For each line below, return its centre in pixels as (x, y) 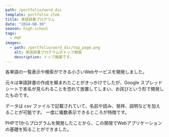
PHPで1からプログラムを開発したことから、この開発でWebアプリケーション (84, 123)
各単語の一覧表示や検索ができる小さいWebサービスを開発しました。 (76, 72)
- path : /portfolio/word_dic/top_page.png (55, 48)
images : (13, 43)
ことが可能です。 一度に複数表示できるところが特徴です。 (69, 112)
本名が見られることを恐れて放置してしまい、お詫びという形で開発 (91, 89)
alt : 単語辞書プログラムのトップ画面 (48, 52)
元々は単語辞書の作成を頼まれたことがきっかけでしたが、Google (72, 83)
